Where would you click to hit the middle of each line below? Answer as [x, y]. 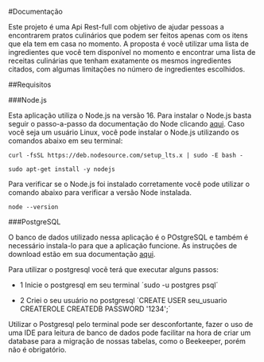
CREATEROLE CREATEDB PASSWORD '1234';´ [95, 309]
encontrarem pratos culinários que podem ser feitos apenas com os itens [128, 35]
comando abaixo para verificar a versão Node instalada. [100, 193]
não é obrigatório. [37, 350]
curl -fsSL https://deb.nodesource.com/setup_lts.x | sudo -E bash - [126, 155]
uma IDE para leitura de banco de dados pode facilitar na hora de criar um [130, 333]
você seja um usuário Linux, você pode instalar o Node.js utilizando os [124, 132]
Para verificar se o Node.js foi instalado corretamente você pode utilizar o [129, 184]
